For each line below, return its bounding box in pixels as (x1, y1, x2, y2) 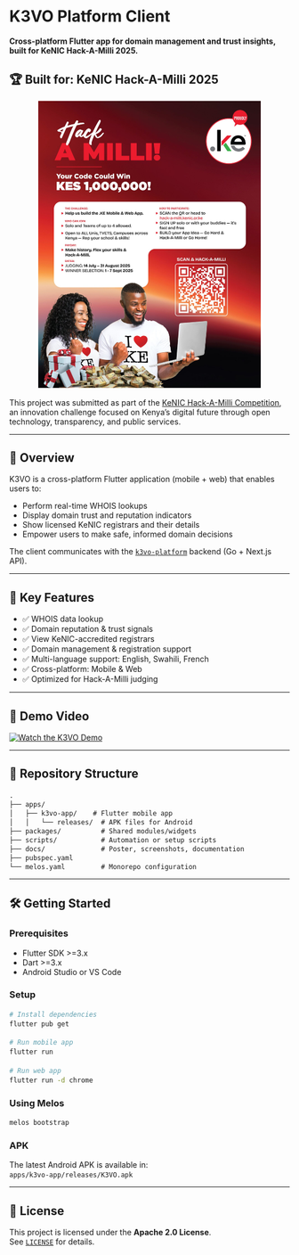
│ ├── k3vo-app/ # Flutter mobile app (9, 808, 174, 817)
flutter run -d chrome (9, 1076, 93, 1085)
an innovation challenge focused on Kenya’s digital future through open (9, 406, 271, 417)
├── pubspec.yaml (9, 853, 74, 862)
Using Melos (9, 1096, 65, 1109)
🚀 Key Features (9, 590, 95, 605)
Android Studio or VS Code (21, 966, 122, 977)
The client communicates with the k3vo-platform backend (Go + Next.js (9, 546, 272, 557)
